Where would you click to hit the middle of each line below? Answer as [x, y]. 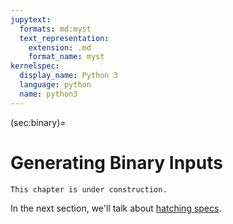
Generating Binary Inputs [116, 162]
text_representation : [64, 38]
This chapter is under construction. [89, 189]
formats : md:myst [55, 29]
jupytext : [31, 19]
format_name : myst [66, 57]
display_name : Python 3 [68, 76]
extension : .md [60, 47]
